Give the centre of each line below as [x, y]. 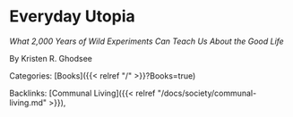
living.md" [28, 102]
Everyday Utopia [73, 17]
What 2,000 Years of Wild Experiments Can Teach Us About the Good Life [146, 41]
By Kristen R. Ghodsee [51, 58]
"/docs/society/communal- [207, 93]
